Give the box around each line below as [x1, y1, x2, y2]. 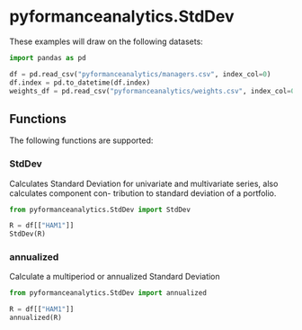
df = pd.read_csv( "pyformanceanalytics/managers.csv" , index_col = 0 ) [9, 69, 271, 78]
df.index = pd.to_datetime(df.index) [9, 78, 151, 87]
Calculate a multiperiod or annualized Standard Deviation [9, 272, 220, 282]
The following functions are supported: [9, 135, 154, 146]
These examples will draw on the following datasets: [9, 36, 204, 47]
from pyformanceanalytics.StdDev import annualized [9, 289, 207, 298]
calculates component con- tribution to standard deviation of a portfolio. [9, 187, 277, 199]
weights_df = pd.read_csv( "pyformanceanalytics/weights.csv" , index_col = [9, 86, 292, 95]
